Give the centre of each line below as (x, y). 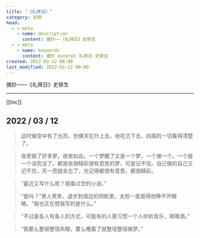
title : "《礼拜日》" (29, 12)
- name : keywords (38, 51)
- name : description (42, 34)
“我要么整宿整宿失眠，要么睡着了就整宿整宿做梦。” (82, 229)
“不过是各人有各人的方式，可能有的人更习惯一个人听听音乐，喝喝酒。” (105, 216)
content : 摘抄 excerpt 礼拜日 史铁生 (65, 56)
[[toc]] (14, 102)
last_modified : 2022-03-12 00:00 (48, 67)
